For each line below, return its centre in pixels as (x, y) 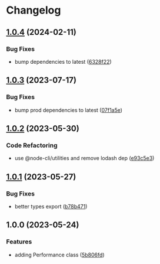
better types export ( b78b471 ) (51, 206)
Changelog (34, 10)
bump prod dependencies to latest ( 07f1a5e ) (68, 110)
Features (19, 242)
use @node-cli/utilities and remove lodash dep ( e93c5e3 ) (84, 158)
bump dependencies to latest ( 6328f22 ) (63, 61)
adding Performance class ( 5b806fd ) (59, 255)
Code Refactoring (32, 145)
